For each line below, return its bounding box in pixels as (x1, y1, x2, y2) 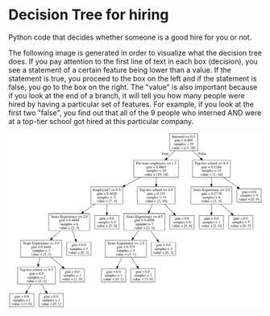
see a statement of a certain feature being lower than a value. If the (8, 64, 232, 74)
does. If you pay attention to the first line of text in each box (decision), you (8, 56, 258, 66)
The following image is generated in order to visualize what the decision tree (8, 48, 262, 57)
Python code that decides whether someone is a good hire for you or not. (8, 32, 252, 42)
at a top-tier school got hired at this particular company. (8, 116, 194, 126)
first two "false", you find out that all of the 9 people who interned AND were (8, 107, 262, 118)
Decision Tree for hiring (8, 6, 169, 24)
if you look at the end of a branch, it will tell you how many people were (8, 90, 245, 100)
